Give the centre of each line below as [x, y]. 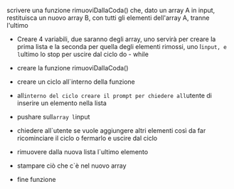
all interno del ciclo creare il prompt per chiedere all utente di [115, 96]
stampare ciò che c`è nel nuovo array [71, 166]
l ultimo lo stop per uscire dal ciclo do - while [83, 54]
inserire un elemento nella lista [62, 103]
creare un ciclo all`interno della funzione [76, 82]
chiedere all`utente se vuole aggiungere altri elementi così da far [111, 130]
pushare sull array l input [53, 117]
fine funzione [36, 179]
